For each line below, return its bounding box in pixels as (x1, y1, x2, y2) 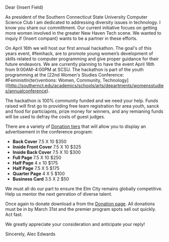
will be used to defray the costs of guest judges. (5, 114, 106, 120)
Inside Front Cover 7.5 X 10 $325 (12, 144, 81, 150)
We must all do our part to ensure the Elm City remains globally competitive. (5, 186, 162, 192)
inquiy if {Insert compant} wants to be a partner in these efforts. (5, 35, 138, 41)
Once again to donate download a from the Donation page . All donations (5, 201, 155, 207)
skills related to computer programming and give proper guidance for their (5, 56, 159, 62)
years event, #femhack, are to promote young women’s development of (5, 50, 153, 56)
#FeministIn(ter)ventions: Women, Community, (5, 77, 102, 83)
